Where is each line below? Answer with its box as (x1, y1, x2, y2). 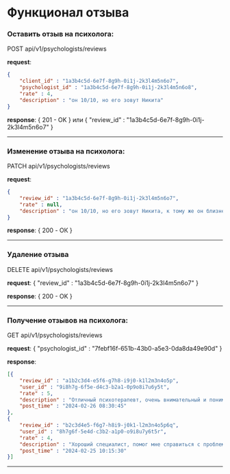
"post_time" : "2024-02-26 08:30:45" (19, 403, 127, 410)
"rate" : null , (19, 201, 63, 208)
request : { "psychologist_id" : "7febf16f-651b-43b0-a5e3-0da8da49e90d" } (7, 345, 222, 352)
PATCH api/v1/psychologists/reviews (7, 162, 111, 171)
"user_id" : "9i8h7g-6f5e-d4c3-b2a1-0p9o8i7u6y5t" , (19, 384, 170, 390)
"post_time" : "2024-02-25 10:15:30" (19, 447, 127, 454)
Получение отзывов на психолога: (7, 315, 129, 325)
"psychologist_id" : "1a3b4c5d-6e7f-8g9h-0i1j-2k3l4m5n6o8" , (19, 84, 197, 91)
